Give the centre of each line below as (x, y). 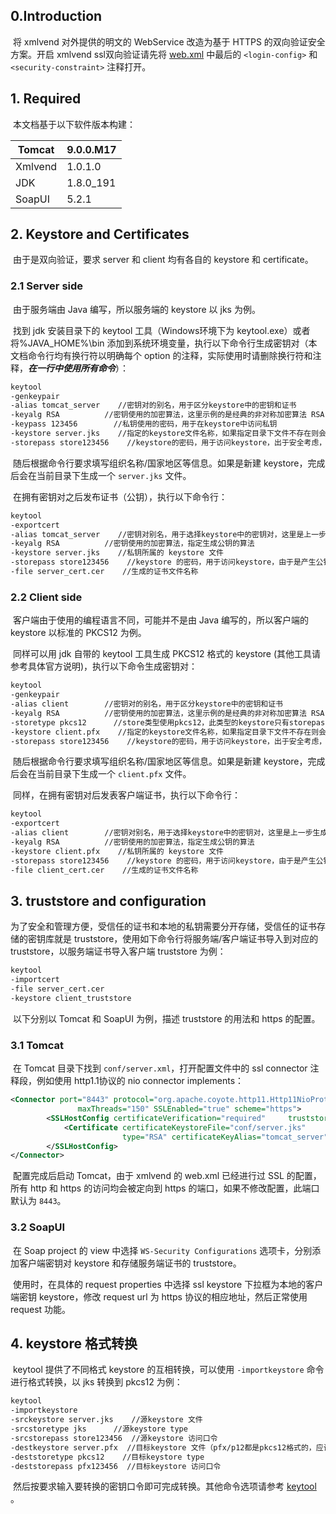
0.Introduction (56, 16)
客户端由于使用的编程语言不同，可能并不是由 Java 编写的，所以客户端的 (161, 620)
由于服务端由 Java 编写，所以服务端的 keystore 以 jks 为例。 (136, 309)
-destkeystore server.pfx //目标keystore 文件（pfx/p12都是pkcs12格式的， (163, 1447)
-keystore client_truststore (71, 998)
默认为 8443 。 (38, 1201)
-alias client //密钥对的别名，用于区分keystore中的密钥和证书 (146, 704)
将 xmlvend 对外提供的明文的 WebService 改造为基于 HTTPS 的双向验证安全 (169, 41)
